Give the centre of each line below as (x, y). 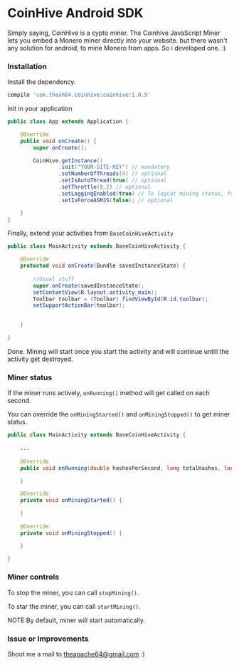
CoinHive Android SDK (75, 13)
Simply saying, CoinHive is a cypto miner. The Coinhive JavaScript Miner (114, 33)
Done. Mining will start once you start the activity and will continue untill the (118, 351)
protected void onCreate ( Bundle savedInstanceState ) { (103, 266)
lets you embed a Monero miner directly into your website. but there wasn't (117, 40)
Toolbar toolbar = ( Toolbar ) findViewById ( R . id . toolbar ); (121, 299)
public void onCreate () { (59, 141)
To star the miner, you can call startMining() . (74, 606)
